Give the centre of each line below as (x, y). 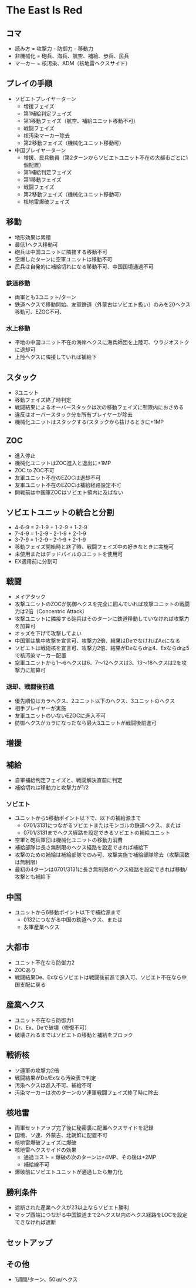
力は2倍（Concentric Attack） (51, 611)
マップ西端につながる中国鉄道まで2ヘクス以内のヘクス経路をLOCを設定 (101, 1215)
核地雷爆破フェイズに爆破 (45, 1142)
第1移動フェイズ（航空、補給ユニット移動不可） (81, 120)
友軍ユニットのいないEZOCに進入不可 (60, 715)
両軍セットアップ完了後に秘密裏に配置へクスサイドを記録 (84, 1128)
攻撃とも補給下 (33, 877)
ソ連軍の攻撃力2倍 (37, 1070)
